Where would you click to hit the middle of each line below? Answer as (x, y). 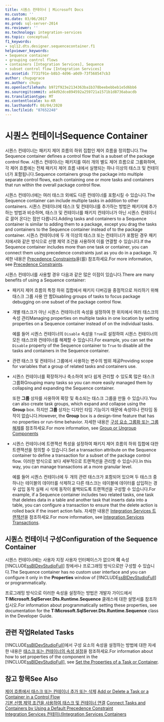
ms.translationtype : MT (29, 96)
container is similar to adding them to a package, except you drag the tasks (81, 224)
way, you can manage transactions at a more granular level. (72, 467)
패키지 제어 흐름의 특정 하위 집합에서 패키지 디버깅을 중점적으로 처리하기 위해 (85, 290)
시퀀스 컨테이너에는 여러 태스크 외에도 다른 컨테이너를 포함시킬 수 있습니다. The (80, 195)
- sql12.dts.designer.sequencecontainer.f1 (50, 46)
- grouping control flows (31, 60)
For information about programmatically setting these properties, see (88, 605)
